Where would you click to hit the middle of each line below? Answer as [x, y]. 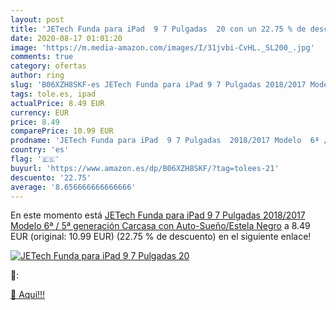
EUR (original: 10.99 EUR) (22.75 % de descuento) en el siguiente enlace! [161, 237]
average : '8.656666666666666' [73, 187]
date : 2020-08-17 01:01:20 [66, 38]
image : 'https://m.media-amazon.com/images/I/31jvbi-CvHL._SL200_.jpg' [162, 47]
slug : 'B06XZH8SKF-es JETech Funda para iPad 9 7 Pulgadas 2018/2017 [158, 85]
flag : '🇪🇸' [35, 159]
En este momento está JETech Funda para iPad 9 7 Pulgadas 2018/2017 [158, 215]
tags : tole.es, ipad [53, 94]
